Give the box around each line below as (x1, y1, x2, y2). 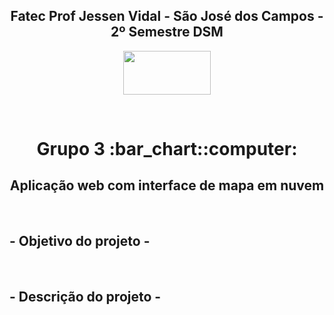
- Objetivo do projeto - (9, 233, 151, 250)
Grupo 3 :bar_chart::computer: (36, 138, 298, 160)
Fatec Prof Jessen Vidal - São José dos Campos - (10, 8, 324, 25)
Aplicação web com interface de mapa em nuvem (9, 177, 325, 194)
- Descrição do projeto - (9, 289, 162, 306)
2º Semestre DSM (110, 24, 224, 41)
